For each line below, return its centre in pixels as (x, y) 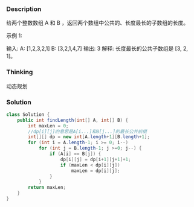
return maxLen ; (47, 188)
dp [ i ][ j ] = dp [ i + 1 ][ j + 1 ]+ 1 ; (95, 159)
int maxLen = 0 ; (48, 126)
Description (24, 9)
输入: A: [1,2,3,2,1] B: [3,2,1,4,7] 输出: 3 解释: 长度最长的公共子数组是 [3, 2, (97, 49)
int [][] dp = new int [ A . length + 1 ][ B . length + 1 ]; (89, 137)
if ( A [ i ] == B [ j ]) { (75, 154)
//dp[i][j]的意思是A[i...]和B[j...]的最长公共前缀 (87, 132)
